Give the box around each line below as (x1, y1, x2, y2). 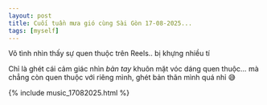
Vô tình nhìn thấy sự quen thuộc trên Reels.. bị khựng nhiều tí (8, 49, 211, 59)
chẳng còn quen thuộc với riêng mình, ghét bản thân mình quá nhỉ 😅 (8, 73, 236, 83)
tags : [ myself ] (8, 26, 60, 34)
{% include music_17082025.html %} (8, 88, 130, 98)
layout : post (8, 11, 52, 20)
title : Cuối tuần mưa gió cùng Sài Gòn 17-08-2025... (8, 19, 193, 27)
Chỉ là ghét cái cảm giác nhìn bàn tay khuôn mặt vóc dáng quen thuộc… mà (8, 64, 259, 74)
